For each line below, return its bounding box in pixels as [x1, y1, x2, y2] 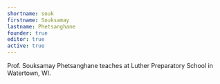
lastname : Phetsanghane [7, 23, 76, 30]
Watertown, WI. [7, 69, 51, 77]
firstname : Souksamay [7, 17, 70, 24]
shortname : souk [7, 10, 54, 17]
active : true [7, 42, 45, 49]
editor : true [7, 36, 45, 43]
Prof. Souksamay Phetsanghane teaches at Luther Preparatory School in [7, 62, 213, 69]
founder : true [7, 29, 48, 37]
